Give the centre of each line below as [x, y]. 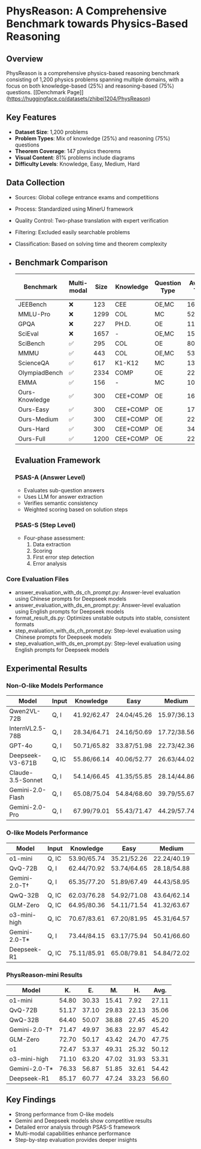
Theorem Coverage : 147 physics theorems [68, 151]
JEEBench [32, 304]
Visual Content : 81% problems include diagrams [75, 157]
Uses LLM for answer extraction [63, 497]
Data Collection [36, 183]
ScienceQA [33, 363]
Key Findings [31, 1100]
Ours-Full [32, 439]
